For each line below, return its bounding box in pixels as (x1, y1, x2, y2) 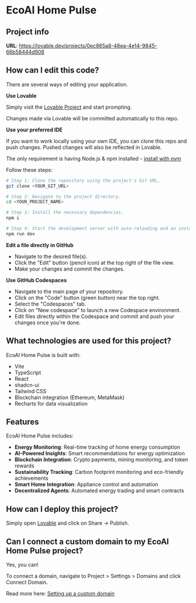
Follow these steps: (6, 166, 52, 173)
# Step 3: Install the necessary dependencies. (6, 210, 124, 216)
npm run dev (6, 231, 35, 237)
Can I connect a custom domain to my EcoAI (6, 536, 169, 546)
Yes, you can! (6, 562, 39, 569)
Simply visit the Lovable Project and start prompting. (6, 103, 132, 110)
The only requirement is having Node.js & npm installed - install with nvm (6, 155, 181, 162)
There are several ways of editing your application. (6, 81, 128, 88)
